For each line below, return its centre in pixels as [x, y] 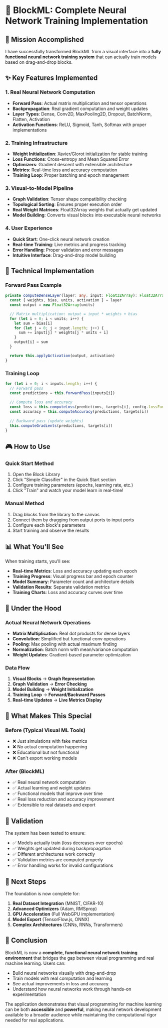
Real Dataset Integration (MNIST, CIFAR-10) [58, 903]
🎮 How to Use [28, 446]
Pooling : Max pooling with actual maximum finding [65, 644]
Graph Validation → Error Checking [49, 684]
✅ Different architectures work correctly [53, 854]
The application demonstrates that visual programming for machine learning [83, 1004]
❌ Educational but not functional [45, 752]
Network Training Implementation [77, 21]
